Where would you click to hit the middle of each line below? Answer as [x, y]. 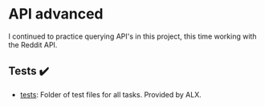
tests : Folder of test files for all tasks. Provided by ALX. [111, 94]
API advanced [56, 14]
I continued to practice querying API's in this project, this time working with [132, 36]
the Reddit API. [33, 44]
